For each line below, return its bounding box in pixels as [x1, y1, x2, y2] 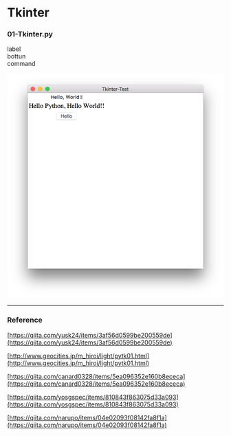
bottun [7, 52, 26, 61]
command [7, 60, 36, 68]
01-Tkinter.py [7, 30, 54, 39]
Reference [7, 315, 43, 325]
